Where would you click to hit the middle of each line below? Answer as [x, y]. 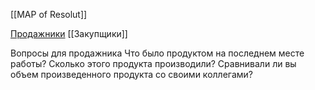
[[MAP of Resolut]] [49, 14]
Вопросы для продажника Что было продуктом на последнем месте [157, 53]
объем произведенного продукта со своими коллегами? [131, 74]
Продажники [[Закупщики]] [69, 33]
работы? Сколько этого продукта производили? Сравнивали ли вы [153, 63]
